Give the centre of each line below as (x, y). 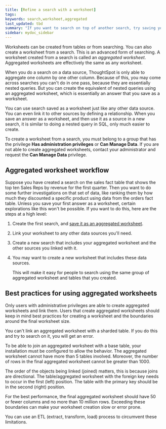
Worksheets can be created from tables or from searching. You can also (79, 47)
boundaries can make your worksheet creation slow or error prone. (73, 407)
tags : (11, 14)
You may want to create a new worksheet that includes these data (79, 257)
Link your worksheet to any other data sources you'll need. (72, 233)
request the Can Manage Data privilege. (46, 155)
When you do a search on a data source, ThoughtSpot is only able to (75, 72)
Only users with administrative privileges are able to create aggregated (77, 305)
